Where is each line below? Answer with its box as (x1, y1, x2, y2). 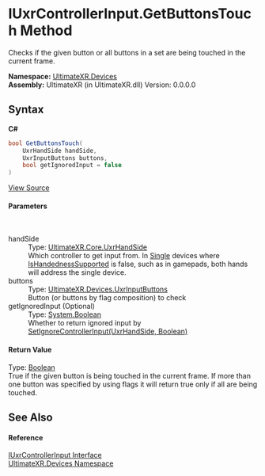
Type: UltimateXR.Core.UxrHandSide (28, 242, 148, 252)
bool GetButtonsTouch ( (8, 139, 83, 147)
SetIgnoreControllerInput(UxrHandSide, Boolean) (28, 326, 188, 337)
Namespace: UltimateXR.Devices (8, 71, 117, 81)
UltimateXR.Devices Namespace (8, 459, 114, 468)
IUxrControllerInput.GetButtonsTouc (8, 5, 252, 23)
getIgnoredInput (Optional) (8, 302, 95, 311)
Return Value (8, 345, 52, 354)
